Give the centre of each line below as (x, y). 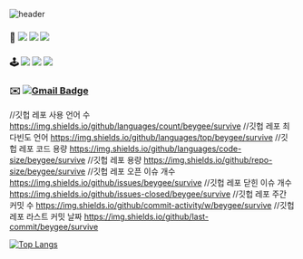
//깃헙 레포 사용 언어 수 (50, 115)
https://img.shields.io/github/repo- (208, 160)
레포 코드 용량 (43, 149)
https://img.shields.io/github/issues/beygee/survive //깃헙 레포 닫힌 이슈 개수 (151, 183)
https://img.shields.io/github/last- (147, 216)
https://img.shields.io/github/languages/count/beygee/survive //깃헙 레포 (145, 126)
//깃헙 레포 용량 (115, 160)
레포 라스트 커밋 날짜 (46, 216)
